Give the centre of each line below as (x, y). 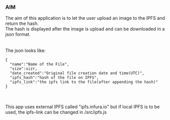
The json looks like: (25, 51)
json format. (18, 35)
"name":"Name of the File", (40, 65)
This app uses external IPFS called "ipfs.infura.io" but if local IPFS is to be (82, 107)
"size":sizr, (24, 69)
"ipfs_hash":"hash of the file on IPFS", (54, 78)
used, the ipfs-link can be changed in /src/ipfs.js (56, 112)
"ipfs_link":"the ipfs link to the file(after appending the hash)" (84, 82)
